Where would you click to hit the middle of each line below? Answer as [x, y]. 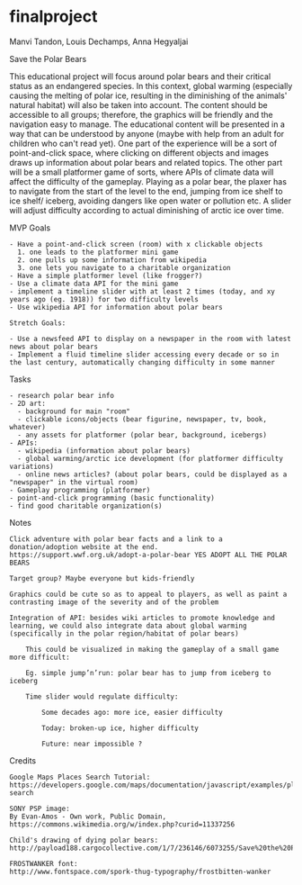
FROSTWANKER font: [44, 863]
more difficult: [40, 657]
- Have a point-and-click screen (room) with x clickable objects [136, 244]
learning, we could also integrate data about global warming [128, 626]
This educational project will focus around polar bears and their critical [140, 76]
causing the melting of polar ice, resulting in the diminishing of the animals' [148, 95]
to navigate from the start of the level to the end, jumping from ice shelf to [146, 191]
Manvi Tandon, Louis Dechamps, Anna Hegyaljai [99, 41]
